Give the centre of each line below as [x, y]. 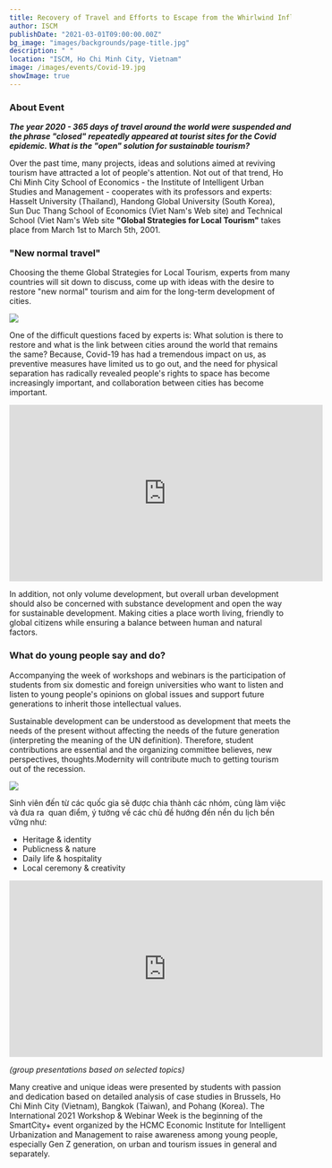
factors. [24, 632]
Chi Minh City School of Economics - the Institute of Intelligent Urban [136, 182]
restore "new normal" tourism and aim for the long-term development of [142, 291]
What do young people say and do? [87, 655]
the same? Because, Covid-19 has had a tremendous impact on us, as [138, 354]
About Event [37, 107]
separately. [30, 1154]
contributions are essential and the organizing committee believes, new [141, 749]
